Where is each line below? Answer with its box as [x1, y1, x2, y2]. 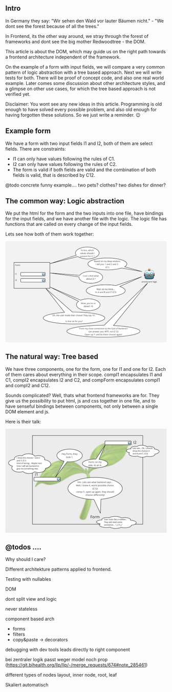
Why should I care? [5, 556, 46, 562]
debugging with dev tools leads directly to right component [5, 646, 131, 653]
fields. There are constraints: [5, 145, 66, 152]
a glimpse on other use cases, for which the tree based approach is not [5, 86, 156, 92]
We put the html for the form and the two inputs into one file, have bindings [5, 210, 164, 217]
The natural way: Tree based [5, 352, 98, 361]
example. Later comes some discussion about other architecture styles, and [5, 80, 165, 86]
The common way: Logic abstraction [5, 197, 124, 205]
